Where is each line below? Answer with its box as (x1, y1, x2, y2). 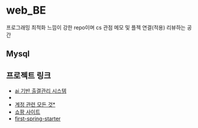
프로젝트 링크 (6, 71, 51, 81)
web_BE (6, 4, 46, 17)
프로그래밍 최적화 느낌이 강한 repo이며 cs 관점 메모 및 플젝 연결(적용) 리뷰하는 (6, 24, 186, 31)
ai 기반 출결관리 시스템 (14, 87, 67, 95)
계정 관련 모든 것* (14, 101, 56, 108)
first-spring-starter (14, 115, 61, 122)
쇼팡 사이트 (14, 108, 41, 116)
